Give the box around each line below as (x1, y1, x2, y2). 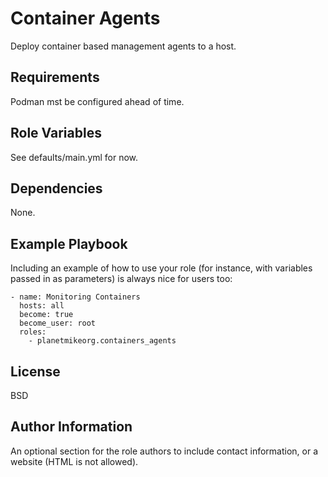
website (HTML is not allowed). (10, 455, 139, 467)
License (10, 363, 61, 380)
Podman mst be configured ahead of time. (10, 95, 185, 107)
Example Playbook (10, 235, 128, 252)
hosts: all (19, 301, 65, 311)
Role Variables (10, 125, 102, 142)
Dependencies (10, 180, 103, 197)
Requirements (10, 69, 100, 86)
